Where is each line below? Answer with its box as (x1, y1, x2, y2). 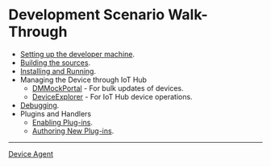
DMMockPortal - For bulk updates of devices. (31, 83, 184, 93)
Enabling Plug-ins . (31, 117, 94, 127)
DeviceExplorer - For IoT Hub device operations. (31, 92, 193, 101)
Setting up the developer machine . (19, 49, 135, 59)
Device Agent (8, 149, 54, 158)
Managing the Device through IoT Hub (19, 75, 148, 84)
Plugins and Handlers (19, 108, 91, 118)
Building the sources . (19, 58, 91, 67)
